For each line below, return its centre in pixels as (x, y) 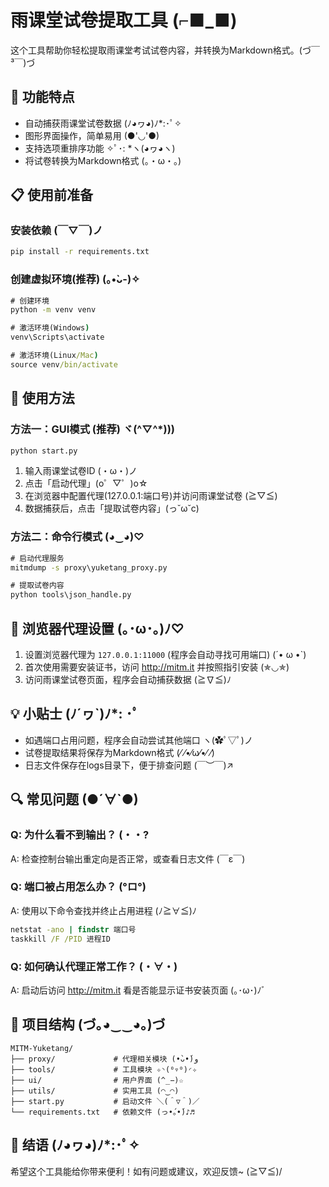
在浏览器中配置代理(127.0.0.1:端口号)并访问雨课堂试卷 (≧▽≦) (151, 496)
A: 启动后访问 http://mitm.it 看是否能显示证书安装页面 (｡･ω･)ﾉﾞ (138, 990)
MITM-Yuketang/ (42, 1048)
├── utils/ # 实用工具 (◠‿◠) (95, 1091)
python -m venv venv (53, 310)
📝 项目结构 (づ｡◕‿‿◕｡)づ (88, 1024)
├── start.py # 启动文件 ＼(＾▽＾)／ (105, 1101)
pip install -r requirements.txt (80, 252)
